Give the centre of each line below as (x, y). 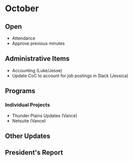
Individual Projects (27, 105)
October (22, 9)
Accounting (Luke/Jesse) (37, 70)
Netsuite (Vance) (29, 121)
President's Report (34, 152)
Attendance (24, 38)
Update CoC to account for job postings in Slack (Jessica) (70, 76)
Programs (20, 91)
